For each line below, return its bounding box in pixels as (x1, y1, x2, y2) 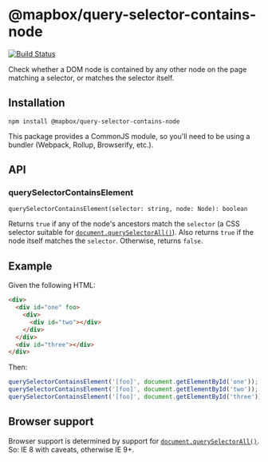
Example (8, 259, 53, 273)
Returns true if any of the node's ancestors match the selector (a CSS (8, 219, 241, 229)
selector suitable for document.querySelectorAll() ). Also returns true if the (8, 228, 254, 237)
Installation (8, 96, 65, 110)
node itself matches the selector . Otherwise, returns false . (8, 236, 203, 245)
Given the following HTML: (8, 281, 96, 290)
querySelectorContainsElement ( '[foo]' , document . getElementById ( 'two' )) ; (8, 385, 259, 393)
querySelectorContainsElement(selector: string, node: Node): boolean (8, 205, 248, 213)
